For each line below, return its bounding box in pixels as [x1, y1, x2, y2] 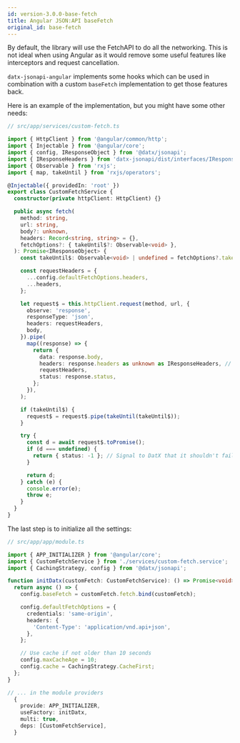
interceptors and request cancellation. [7, 59, 119, 67]
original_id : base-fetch [7, 24, 81, 31]
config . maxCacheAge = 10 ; [20, 657, 98, 664]
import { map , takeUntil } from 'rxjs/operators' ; [7, 169, 161, 176]
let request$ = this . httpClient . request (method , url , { [20, 300, 191, 307]
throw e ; [26, 492, 53, 499]
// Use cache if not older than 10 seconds [20, 649, 152, 657]
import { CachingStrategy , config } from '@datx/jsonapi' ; [7, 564, 187, 572]
